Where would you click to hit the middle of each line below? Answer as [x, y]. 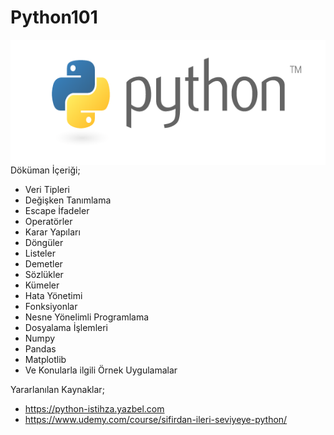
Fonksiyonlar [51, 306]
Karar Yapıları [52, 232]
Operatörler [48, 221]
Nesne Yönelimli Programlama [87, 317]
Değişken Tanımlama [68, 200]
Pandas [40, 348]
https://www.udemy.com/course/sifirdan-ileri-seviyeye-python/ [156, 419]
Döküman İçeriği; [45, 170]
